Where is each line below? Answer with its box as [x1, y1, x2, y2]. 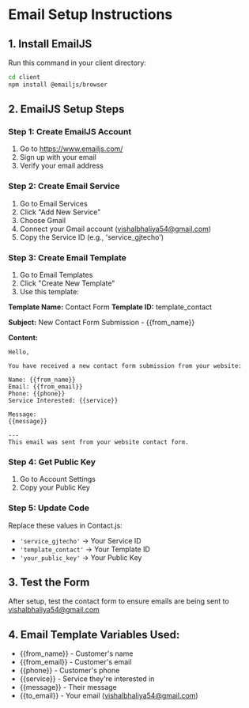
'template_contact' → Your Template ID [19, 544, 150, 554]
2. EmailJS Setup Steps [8, 103, 125, 116]
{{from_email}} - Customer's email [19, 657, 132, 667]
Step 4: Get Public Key [8, 456, 96, 468]
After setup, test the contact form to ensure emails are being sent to [8, 596, 229, 606]
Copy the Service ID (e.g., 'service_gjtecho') [19, 232, 164, 242]
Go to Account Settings [19, 475, 96, 484]
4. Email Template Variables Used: [8, 627, 180, 642]
